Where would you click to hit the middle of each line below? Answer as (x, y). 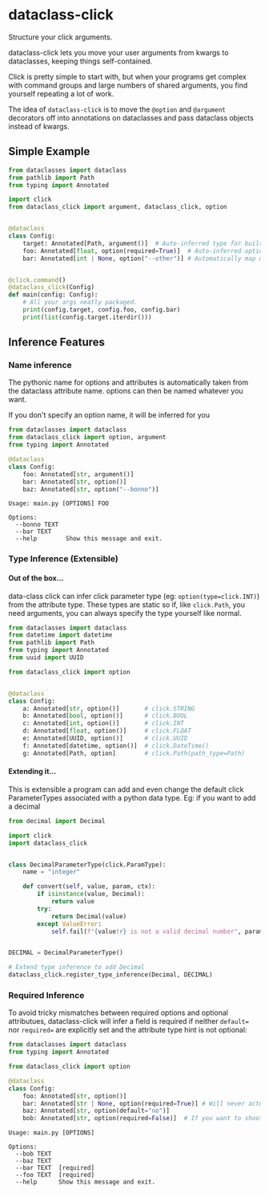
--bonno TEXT (37, 525)
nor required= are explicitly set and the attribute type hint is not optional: (128, 1030)
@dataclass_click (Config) (51, 287)
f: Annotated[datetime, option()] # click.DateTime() (116, 746)
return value (72, 902)
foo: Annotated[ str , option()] (75, 1096)
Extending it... (32, 772)
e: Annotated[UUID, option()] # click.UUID (105, 739)
